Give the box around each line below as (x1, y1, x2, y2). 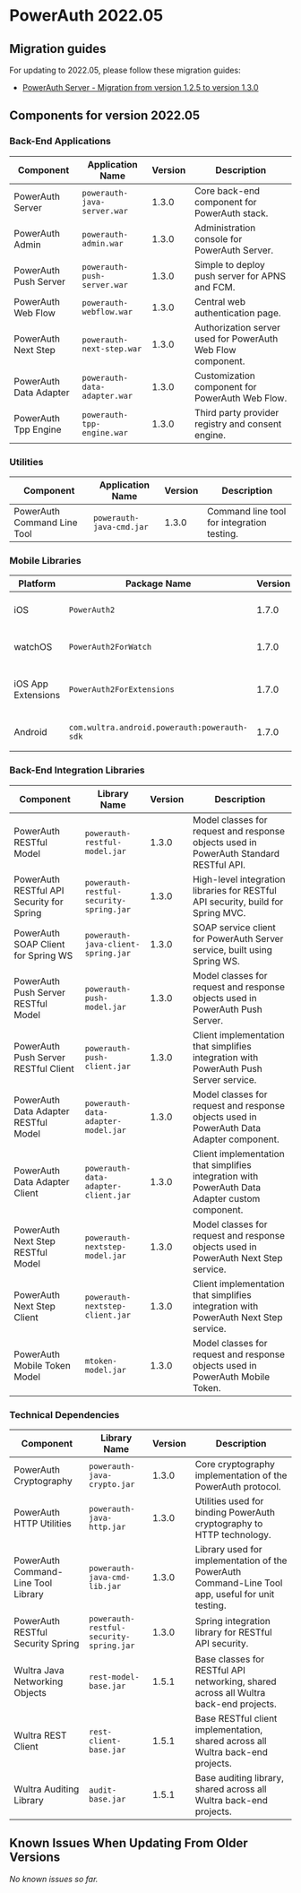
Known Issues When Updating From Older (9, 1836, 248, 1851)
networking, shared (194, 1675, 277, 1688)
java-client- (84, 938, 141, 949)
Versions (9, 1850, 61, 1865)
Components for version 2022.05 (9, 108, 201, 124)
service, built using (192, 943, 273, 955)
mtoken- (84, 1355, 118, 1366)
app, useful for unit (194, 1587, 275, 1600)
